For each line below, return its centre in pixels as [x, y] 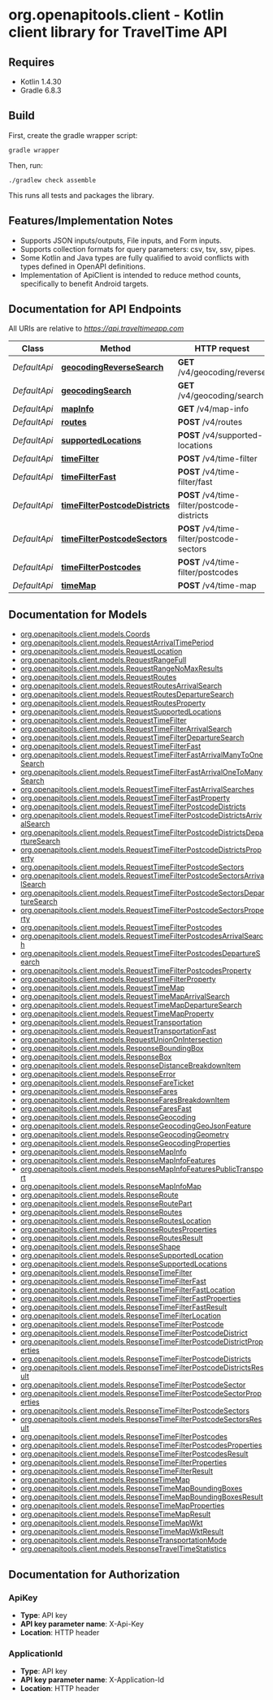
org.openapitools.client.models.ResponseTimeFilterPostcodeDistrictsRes [142, 1368]
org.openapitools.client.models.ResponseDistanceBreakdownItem [130, 1066]
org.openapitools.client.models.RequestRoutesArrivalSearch [121, 686]
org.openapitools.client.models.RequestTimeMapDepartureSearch [131, 1006]
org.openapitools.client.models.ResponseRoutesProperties [118, 1230]
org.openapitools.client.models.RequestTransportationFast [118, 1031]
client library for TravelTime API [118, 32]
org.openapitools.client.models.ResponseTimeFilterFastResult [123, 1307]
